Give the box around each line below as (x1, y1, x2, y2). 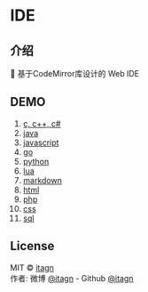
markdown (22, 174, 63, 185)
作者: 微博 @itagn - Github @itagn (10, 272, 134, 283)
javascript (22, 137, 59, 148)
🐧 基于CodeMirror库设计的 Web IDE (10, 69, 140, 78)
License (10, 239, 55, 254)
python (22, 156, 50, 166)
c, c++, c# (22, 118, 61, 129)
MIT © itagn (10, 262, 54, 272)
